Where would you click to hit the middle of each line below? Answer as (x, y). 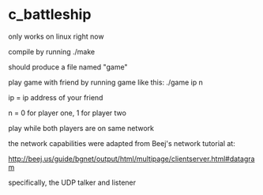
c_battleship (50, 15)
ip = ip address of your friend (56, 97)
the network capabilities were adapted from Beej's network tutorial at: (122, 143)
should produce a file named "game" (68, 67)
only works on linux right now (56, 36)
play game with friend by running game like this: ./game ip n (105, 82)
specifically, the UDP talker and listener (72, 182)
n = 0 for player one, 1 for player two (67, 113)
